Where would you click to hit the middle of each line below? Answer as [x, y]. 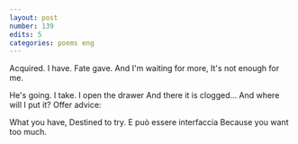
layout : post [34, 18]
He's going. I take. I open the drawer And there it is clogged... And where [144, 95]
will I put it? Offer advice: [55, 105]
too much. [28, 132]
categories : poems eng [52, 43]
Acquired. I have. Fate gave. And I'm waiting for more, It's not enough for [144, 68]
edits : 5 [26, 34]
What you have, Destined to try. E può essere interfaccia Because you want [149, 122]
